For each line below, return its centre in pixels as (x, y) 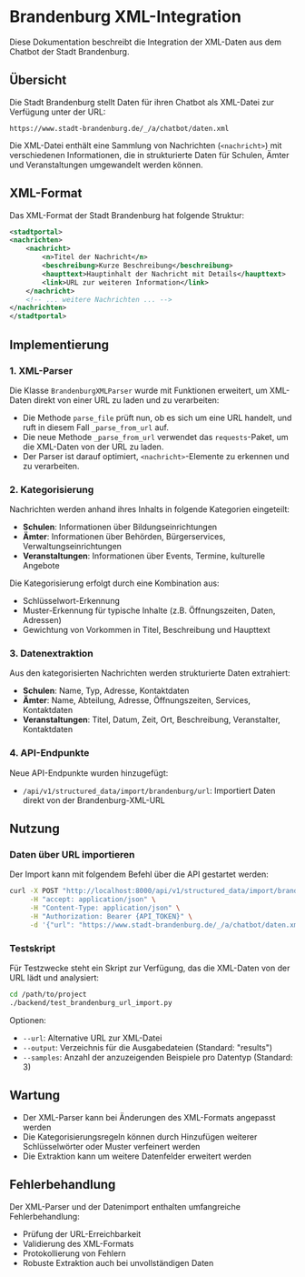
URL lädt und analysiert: (54, 978)
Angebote (41, 566)
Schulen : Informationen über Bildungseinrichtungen (120, 527)
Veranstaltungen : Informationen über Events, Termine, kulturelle (144, 556)
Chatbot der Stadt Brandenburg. (69, 51)
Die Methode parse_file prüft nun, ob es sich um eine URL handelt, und (157, 417)
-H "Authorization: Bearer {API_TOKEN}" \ (111, 917)
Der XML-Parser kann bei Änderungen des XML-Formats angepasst (149, 1117)
